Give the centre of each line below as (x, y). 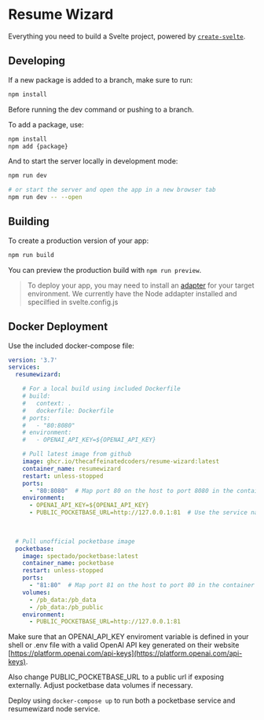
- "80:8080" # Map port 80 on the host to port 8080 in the (131, 490)
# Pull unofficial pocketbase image (75, 541)
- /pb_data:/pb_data (62, 600)
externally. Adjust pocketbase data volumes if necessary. (101, 685)
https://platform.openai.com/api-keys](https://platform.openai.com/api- (126, 653)
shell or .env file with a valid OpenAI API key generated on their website (124, 645)
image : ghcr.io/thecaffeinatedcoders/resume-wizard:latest (121, 461)
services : (24, 367)
